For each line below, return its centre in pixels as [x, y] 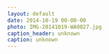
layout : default [31, 14]
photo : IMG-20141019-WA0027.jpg [54, 27]
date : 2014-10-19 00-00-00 [47, 20]
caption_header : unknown [44, 33]
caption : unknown [33, 40]
